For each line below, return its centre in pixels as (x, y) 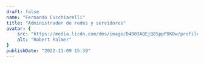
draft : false (23, 12)
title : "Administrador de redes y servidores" (66, 23)
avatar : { (19, 28)
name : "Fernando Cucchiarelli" (46, 17)
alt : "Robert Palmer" (44, 40)
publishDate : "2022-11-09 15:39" (49, 51)
